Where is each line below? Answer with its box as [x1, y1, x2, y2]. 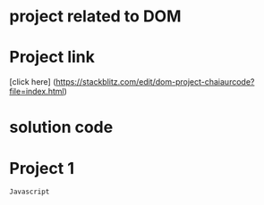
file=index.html [9, 86, 64, 97]
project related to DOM [9, 6, 182, 27]
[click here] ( [9, 77, 56, 87]
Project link [9, 47, 96, 68]
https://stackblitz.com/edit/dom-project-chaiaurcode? [55, 77, 255, 87]
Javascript [9, 187, 50, 197]
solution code [9, 118, 114, 137]
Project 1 [9, 158, 74, 178]
